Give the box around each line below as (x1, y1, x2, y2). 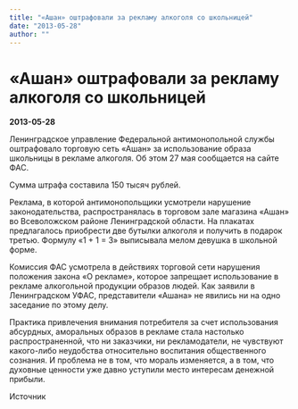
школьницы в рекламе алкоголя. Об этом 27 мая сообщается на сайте (9, 153, 279, 163)
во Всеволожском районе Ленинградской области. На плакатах (9, 216, 254, 227)
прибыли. (9, 374, 46, 385)
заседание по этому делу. (9, 300, 109, 311)
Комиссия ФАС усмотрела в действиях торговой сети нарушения (9, 262, 261, 272)
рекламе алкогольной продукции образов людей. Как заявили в (9, 280, 256, 291)
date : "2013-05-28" (9, 21, 82, 30)
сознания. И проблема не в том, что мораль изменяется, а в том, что (9, 355, 275, 366)
